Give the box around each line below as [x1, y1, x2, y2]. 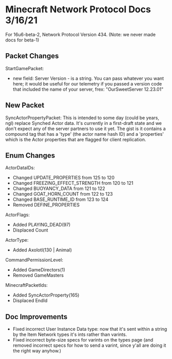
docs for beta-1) [5, 37, 40, 43]
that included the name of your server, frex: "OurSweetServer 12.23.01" [12, 86, 164, 92]
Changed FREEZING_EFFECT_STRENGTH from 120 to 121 [12, 180, 133, 186]
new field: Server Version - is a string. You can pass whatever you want [12, 75, 164, 81]
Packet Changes [5, 52, 59, 60]
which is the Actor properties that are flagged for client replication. [5, 136, 146, 142]
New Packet [5, 101, 45, 110]
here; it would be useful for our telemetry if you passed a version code [12, 80, 162, 87]
